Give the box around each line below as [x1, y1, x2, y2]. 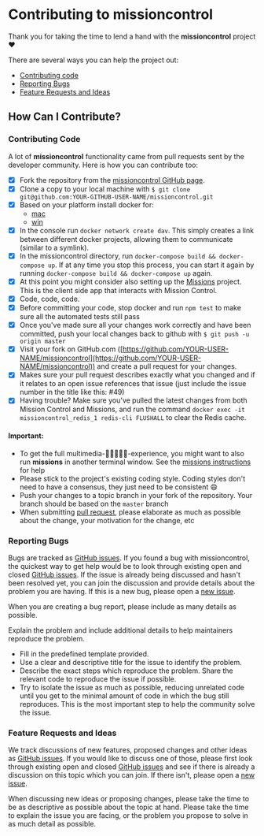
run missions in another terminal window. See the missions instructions [19, 457, 251, 466]
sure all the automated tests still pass [19, 312, 140, 321]
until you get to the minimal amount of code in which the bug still [19, 691, 229, 700]
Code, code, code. [19, 294, 80, 303]
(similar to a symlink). [19, 243, 89, 252]
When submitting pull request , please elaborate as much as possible [19, 507, 241, 517]
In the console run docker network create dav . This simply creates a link [19, 225, 254, 235]
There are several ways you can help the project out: [8, 55, 179, 65]
